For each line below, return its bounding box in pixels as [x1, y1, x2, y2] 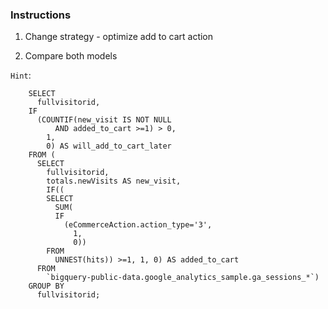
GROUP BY [28, 281, 65, 292]
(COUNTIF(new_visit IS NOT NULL [36, 115, 172, 125]
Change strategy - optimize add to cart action [24, 31, 214, 43]
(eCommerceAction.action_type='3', [63, 220, 213, 230]
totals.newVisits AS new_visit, [46, 176, 182, 187]
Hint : [10, 69, 32, 82]
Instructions [10, 8, 72, 22]
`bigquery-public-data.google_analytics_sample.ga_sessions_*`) [46, 273, 320, 283]
